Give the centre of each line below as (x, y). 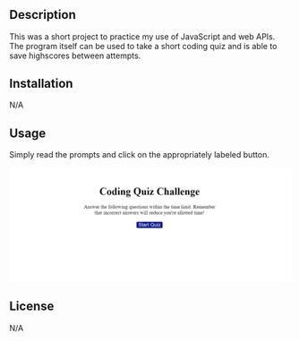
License (32, 307)
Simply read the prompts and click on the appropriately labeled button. (140, 155)
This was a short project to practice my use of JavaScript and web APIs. (142, 36)
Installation (41, 84)
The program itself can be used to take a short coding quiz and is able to (143, 46)
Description (43, 15)
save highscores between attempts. (75, 55)
